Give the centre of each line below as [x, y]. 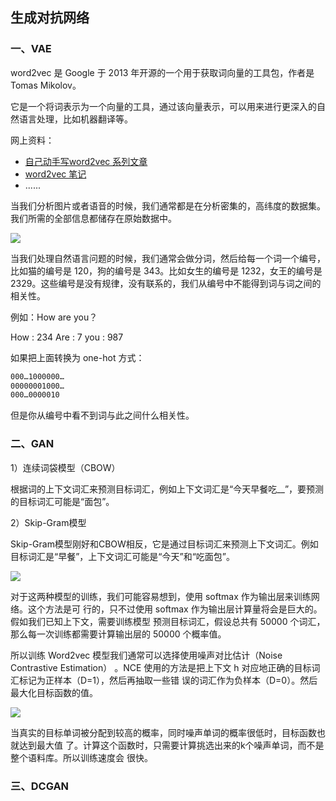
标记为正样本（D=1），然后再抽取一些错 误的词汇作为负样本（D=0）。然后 [168, 680]
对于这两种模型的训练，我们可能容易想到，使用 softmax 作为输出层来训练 [161, 596]
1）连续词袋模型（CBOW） [65, 467]
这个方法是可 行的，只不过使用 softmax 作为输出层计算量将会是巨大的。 [175, 609]
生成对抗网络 [50, 18]
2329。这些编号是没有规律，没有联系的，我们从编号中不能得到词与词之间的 [166, 283]
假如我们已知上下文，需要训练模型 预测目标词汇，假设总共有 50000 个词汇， [168, 621]
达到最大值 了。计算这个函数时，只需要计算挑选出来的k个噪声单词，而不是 [171, 745]
